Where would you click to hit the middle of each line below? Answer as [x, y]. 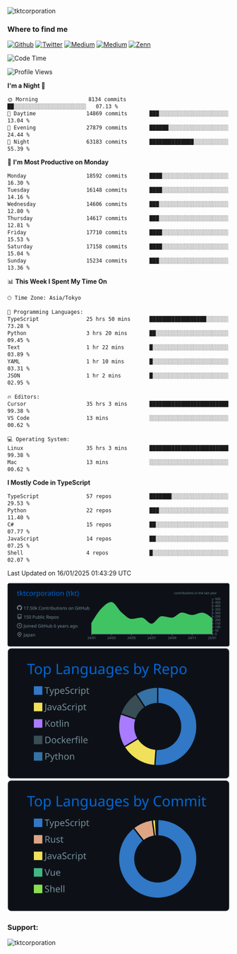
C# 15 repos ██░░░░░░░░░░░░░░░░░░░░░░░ [118, 525]
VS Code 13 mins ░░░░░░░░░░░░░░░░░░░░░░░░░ [118, 418]
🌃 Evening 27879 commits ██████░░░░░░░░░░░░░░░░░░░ [118, 128]
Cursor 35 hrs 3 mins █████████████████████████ [118, 404]
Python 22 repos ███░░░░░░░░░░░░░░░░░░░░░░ [118, 511]
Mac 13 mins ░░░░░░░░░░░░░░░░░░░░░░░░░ [118, 463]
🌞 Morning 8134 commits [67, 100]
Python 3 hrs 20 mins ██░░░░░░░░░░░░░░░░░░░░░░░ [118, 333]
